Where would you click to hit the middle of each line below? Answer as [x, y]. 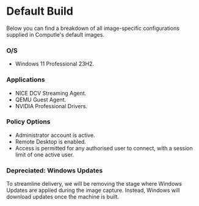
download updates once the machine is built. [63, 197]
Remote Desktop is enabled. [51, 141]
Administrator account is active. [55, 135]
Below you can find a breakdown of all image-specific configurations [93, 28]
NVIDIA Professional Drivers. [51, 106]
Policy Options [28, 122]
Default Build [40, 11]
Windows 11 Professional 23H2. [55, 64]
